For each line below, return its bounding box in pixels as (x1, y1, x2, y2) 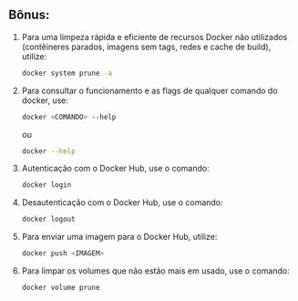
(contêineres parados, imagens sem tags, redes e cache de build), (21, 41, 272, 52)
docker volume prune (21, 283, 100, 293)
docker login (21, 181, 72, 190)
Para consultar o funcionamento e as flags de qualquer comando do (21, 85, 279, 96)
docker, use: (21, 95, 69, 106)
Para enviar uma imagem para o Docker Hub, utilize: (21, 232, 218, 243)
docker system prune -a (21, 68, 113, 78)
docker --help (21, 146, 76, 156)
